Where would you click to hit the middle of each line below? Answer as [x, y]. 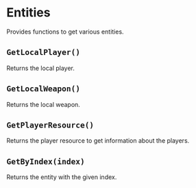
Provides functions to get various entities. [65, 32]
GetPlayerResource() [50, 125]
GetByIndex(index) [46, 161]
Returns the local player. [40, 68]
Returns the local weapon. [43, 104]
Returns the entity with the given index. [62, 177]
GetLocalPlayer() [43, 52]
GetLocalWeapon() [43, 89]
